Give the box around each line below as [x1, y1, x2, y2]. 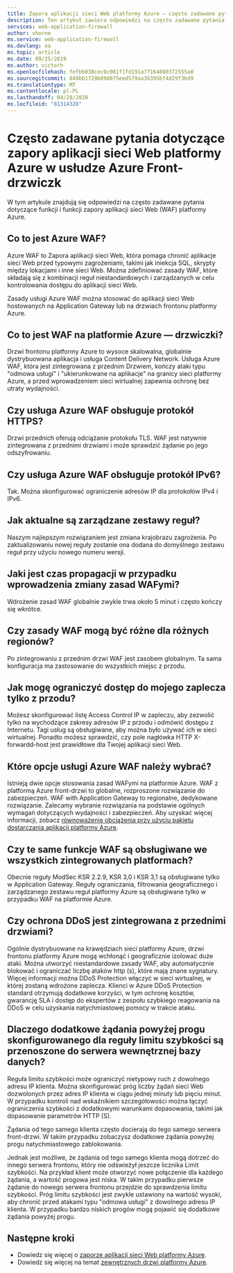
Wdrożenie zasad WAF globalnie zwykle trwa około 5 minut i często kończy [7, 597, 223, 605]
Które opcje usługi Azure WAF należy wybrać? [7, 760, 212, 772]
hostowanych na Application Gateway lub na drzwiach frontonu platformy [7, 302, 217, 310]
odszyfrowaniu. [7, 449, 52, 457]
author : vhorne [7, 29, 51, 37]
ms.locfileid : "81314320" [7, 101, 82, 108]
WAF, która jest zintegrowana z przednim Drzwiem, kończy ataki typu [7, 362, 206, 370]
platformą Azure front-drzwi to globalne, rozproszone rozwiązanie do [7, 787, 205, 795]
